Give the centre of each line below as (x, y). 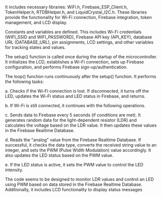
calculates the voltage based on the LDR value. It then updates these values (81, 125)
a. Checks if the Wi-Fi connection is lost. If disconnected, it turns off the (77, 91)
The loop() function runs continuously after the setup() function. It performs (81, 76)
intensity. (14, 170)
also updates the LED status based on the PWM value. (59, 155)
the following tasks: (24, 82)
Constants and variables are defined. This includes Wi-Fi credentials (73, 32)
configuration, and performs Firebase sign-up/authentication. (66, 67)
